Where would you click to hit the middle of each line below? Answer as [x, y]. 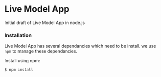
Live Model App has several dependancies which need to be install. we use [80, 46]
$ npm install [19, 70]
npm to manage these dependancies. [41, 51]
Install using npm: [22, 61]
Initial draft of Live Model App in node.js [45, 23]
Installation [18, 35]
